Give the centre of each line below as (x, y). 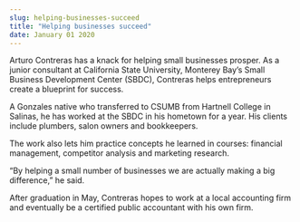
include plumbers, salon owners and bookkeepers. (104, 126)
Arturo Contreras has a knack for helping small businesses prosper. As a (145, 61)
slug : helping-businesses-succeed (75, 18)
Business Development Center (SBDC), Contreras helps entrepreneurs (140, 80)
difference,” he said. (47, 180)
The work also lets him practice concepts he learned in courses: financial (146, 144)
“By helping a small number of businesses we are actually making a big (142, 171)
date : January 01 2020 (52, 34)
